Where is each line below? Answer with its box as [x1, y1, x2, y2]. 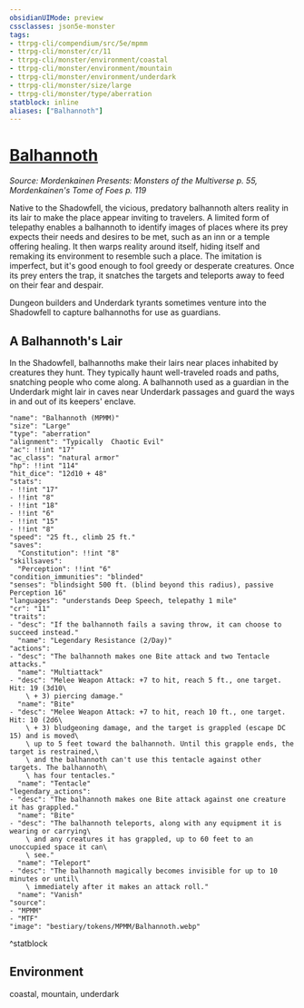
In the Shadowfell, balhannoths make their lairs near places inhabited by [9, 358, 279, 368]
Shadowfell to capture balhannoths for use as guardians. [9, 307, 221, 318]
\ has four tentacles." [25, 771, 116, 780]
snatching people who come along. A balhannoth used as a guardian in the [9, 377, 289, 387]
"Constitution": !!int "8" [17, 548, 120, 558]
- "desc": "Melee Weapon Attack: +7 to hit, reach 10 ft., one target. [9, 707, 286, 716]
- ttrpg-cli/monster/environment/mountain [9, 64, 172, 74]
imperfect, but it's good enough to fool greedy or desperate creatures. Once [9, 261, 295, 272]
